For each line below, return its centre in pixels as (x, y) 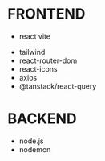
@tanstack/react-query (58, 86)
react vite (35, 36)
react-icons (38, 68)
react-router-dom (48, 60)
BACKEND (42, 119)
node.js (32, 141)
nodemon (35, 149)
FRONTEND (46, 14)
